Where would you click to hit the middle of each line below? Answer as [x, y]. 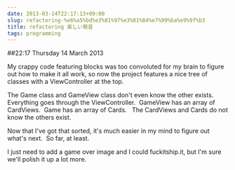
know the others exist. [39, 118]
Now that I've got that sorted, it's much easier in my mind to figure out [109, 131]
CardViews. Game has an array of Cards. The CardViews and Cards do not [117, 110]
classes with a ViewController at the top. [66, 82]
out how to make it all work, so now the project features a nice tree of [108, 74]
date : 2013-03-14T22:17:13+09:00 [56, 14]
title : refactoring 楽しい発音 [50, 27]
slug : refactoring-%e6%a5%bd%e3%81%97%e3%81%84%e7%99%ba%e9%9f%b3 [106, 20]
